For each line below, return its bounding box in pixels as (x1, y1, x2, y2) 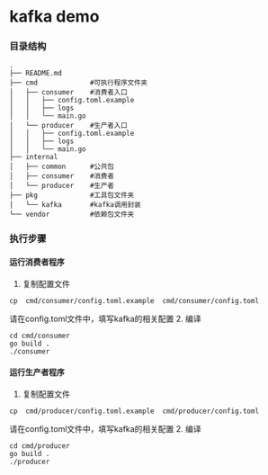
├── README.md (9, 69, 63, 78)
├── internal (9, 153, 58, 162)
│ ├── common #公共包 (9, 162, 115, 172)
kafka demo (9, 6, 100, 27)
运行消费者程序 (9, 256, 65, 267)
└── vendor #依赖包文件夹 (9, 210, 135, 220)
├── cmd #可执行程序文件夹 (9, 78, 148, 87)
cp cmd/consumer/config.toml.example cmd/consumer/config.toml (9, 296, 259, 305)
